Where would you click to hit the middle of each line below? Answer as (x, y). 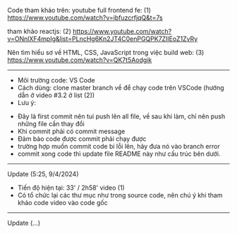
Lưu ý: (27, 103)
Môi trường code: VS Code (56, 80)
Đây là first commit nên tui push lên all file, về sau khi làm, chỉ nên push (121, 116)
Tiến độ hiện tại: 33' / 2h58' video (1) (71, 187)
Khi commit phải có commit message (71, 131)
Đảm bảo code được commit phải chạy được (82, 139)
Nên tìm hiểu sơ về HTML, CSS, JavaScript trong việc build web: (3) (106, 53)
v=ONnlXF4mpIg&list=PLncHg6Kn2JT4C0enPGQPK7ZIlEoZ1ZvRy (103, 39)
